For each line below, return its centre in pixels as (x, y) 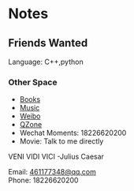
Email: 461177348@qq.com (52, 172)
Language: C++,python (46, 62)
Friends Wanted (48, 43)
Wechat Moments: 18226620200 (73, 133)
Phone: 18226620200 (43, 180)
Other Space (33, 82)
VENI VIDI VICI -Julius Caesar (56, 157)
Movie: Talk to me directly (61, 141)
